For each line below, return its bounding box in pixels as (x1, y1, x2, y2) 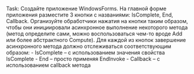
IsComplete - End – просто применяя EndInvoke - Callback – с (6, 56, 160, 62)
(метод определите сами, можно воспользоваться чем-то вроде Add (6, 30, 183, 37)
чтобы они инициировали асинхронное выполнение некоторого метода (6, 24, 188, 31)
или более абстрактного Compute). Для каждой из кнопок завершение (6, 37, 186, 43)
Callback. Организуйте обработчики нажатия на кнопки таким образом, (6, 18, 188, 24)
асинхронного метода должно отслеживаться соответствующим (6, 43, 172, 50)
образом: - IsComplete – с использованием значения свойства (6, 49, 166, 56)
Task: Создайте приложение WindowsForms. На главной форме (6, 5, 167, 12)
